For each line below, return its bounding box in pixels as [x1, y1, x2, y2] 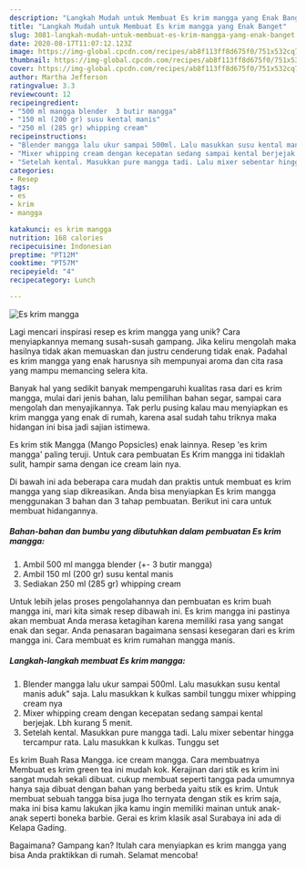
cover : [9, 65, 35, 74]
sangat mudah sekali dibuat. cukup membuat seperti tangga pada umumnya [9, 773, 295, 784]
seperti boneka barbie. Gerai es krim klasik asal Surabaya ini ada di [29, 812, 281, 823]
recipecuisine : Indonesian [9, 242, 112, 251]
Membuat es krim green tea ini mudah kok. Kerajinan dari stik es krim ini [9, 763, 280, 775]
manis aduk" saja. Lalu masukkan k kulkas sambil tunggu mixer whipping [22, 688, 296, 698]
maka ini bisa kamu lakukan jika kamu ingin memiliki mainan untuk [9, 802, 257, 813]
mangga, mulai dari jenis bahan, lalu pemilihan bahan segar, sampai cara [9, 392, 282, 403]
